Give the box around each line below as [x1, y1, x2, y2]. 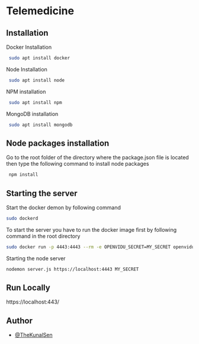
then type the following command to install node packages [6, 160, 149, 168]
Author [6, 315, 33, 326]
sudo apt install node [8, 77, 65, 83]
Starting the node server [6, 254, 66, 262]
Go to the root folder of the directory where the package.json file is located [6, 154, 190, 161]
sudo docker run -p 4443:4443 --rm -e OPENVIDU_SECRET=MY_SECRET [6, 244, 171, 250]
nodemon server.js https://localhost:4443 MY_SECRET [6, 266, 139, 272]
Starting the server [6, 188, 78, 198]
